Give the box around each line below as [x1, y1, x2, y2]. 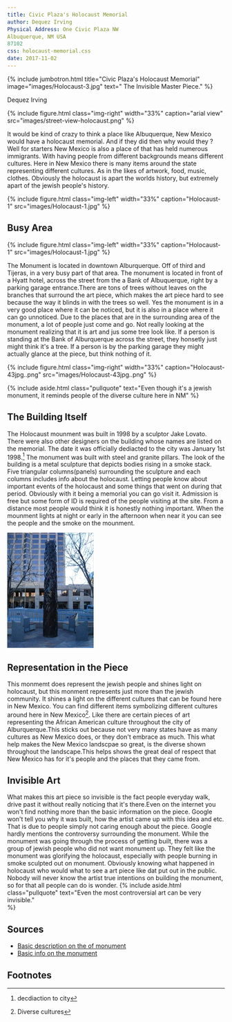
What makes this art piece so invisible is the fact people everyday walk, [7, 793, 211, 801]
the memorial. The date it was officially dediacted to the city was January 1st [7, 444, 225, 453]
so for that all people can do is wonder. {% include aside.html [7, 881, 182, 890]
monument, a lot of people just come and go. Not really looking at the [7, 320, 204, 328]
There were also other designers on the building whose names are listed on [7, 437, 222, 445]
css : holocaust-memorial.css [7, 48, 91, 55]
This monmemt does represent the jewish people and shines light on [7, 679, 202, 688]
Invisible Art [7, 775, 61, 787]
